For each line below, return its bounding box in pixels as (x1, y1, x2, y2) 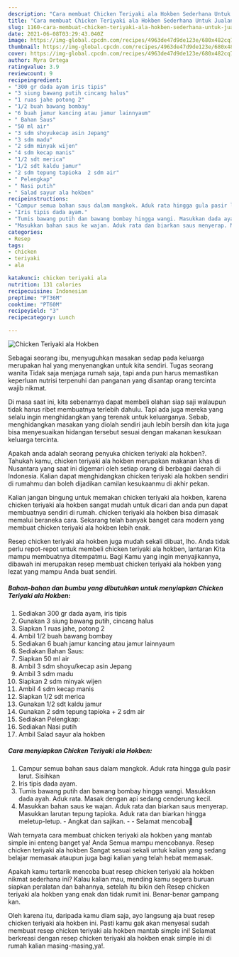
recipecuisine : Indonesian (8, 287, 88, 295)
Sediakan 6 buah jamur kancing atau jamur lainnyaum (18, 639, 175, 648)
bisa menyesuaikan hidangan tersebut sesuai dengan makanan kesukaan (8, 428, 222, 436)
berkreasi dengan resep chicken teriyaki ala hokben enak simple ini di (8, 934, 212, 942)
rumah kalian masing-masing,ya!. (8, 941, 106, 950)
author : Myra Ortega (8, 57, 70, 64)
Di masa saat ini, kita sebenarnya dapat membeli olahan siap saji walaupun (8, 397, 226, 406)
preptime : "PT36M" (8, 294, 62, 301)
